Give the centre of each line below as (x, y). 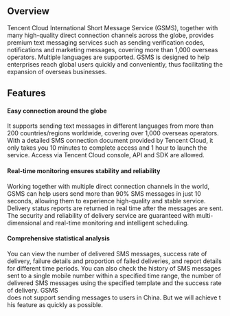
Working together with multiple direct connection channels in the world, (108, 186)
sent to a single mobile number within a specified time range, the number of (114, 275)
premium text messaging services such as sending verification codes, (106, 42)
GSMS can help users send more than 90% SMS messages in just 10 (104, 193)
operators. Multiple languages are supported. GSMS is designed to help (108, 57)
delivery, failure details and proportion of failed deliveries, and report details (114, 261)
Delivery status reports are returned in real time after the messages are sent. (115, 208)
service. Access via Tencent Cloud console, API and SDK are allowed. (106, 155)
